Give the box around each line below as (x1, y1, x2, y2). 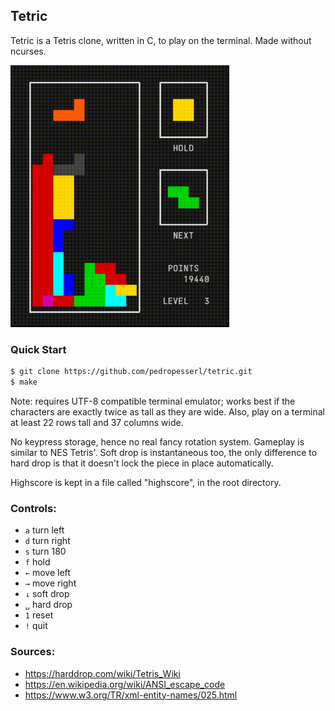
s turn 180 (24, 545, 67, 558)
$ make (10, 377, 38, 388)
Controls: (10, 502, 57, 516)
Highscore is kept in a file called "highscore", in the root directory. (10, 477, 282, 489)
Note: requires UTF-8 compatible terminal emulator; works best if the (10, 395, 296, 408)
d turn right (24, 535, 71, 547)
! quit (24, 620, 48, 632)
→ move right (24, 577, 77, 589)
